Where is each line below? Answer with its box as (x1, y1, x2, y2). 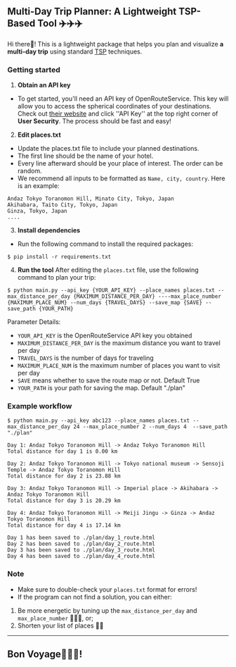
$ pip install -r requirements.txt (7, 254, 112, 261)
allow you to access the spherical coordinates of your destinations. (17, 102, 212, 111)
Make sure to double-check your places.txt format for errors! (17, 585, 197, 594)
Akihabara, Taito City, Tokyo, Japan (7, 201, 118, 208)
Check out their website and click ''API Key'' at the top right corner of (17, 109, 218, 118)
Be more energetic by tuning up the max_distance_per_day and (17, 606, 198, 615)
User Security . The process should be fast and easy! (17, 117, 172, 125)
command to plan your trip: (17, 273, 96, 282)
